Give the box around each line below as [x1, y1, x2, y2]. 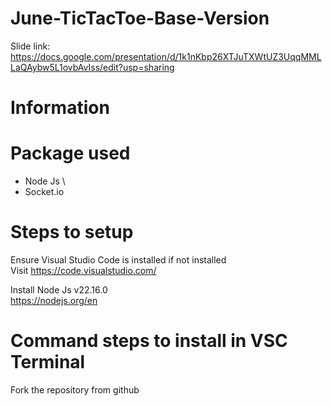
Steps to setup [10, 221, 134, 244]
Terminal [10, 351, 86, 374]
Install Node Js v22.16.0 [10, 284, 108, 296]
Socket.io [24, 186, 65, 198]
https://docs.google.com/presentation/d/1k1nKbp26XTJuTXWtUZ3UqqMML [10, 50, 322, 62]
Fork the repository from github [10, 383, 140, 396]
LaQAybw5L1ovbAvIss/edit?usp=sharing [10, 61, 175, 73]
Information [10, 97, 110, 119]
